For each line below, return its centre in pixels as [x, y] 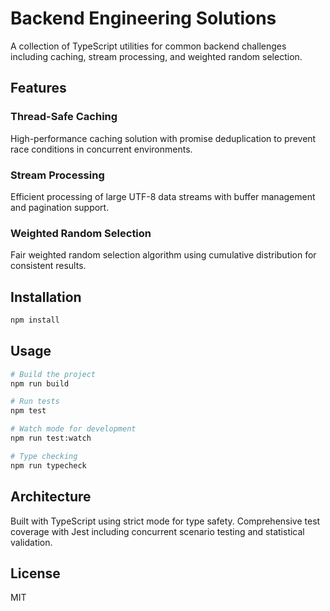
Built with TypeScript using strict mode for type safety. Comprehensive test [165, 521]
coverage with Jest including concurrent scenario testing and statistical [157, 531]
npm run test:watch [51, 438]
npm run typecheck [48, 465]
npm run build [40, 383]
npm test [28, 411]
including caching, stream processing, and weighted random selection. [156, 56]
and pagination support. [60, 207]
